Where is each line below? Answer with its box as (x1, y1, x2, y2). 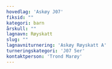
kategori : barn (6, 20, 45, 26)
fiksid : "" (6, 14, 34, 20)
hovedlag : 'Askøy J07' (6, 8, 64, 15)
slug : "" (6, 37, 28, 43)
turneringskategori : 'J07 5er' (6, 48, 85, 54)
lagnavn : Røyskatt (6, 31, 53, 37)
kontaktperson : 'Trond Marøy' (6, 53, 83, 59)
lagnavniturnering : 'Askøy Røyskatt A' (6, 43, 107, 49)
